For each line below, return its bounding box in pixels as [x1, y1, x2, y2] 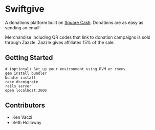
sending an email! [5, 24, 41, 30]
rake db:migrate [5, 79, 38, 84]
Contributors [5, 101, 45, 109]
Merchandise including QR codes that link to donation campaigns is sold [5, 34, 151, 40]
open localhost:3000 [5, 88, 47, 93]
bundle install [5, 75, 36, 80]
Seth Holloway [12, 119, 42, 125]
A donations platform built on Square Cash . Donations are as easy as [5, 20, 144, 25]
